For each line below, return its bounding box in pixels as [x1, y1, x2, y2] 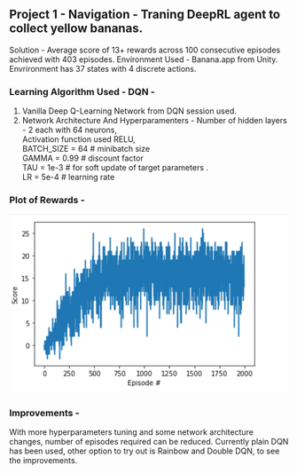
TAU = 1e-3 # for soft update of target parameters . [21, 162, 209, 173]
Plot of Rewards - [9, 194, 86, 207]
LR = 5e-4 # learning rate [21, 172, 115, 183]
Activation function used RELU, [21, 134, 136, 145]
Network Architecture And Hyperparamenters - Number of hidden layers [21, 115, 288, 126]
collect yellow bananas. [9, 21, 144, 36]
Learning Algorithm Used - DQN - [9, 85, 155, 98]
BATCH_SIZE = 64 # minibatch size [21, 144, 151, 154]
